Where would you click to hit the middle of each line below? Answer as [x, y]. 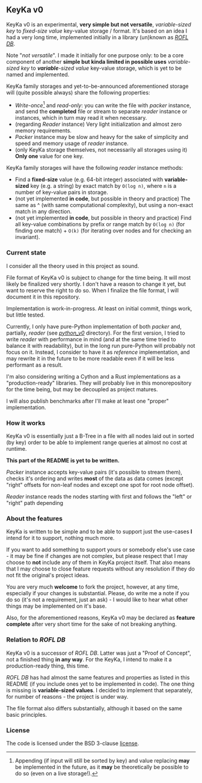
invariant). [27, 237]
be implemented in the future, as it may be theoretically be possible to [102, 767]
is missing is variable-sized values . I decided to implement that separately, [99, 690]
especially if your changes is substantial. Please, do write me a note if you [98, 593]
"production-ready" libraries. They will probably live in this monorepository [99, 383]
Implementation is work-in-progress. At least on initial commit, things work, [99, 308]
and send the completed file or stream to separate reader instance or [101, 111]
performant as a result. [35, 365]
